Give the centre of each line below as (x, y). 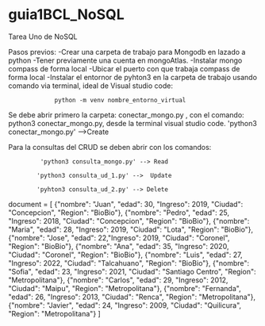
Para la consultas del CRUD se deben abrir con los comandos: (110, 147)
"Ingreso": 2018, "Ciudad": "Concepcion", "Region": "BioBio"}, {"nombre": (129, 221)
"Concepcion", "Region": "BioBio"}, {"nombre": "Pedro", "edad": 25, (119, 213)
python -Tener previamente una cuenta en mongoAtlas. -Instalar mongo (125, 60)
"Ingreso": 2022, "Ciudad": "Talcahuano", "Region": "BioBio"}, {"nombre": (129, 263)
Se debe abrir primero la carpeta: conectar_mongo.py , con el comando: (126, 115)
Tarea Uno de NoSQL (43, 36)
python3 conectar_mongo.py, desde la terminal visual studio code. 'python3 (133, 123)
